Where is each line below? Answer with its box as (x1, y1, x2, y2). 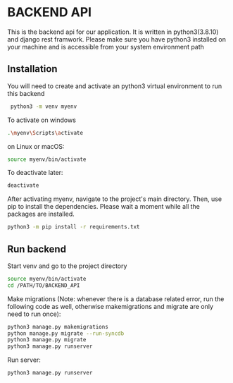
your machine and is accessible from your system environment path (7, 42, 204, 51)
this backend (7, 89, 45, 97)
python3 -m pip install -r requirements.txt (7, 224, 140, 231)
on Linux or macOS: (7, 142, 65, 150)
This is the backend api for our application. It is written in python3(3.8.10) (7, 28, 219, 36)
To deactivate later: (7, 169, 63, 177)
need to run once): (7, 310, 61, 318)
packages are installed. (7, 209, 75, 219)
